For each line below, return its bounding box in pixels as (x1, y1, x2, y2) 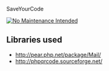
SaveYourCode (6, 6, 44, 12)
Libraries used (6, 35, 62, 45)
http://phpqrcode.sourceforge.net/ (15, 58, 103, 65)
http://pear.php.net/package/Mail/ (15, 51, 101, 58)
